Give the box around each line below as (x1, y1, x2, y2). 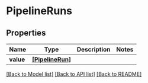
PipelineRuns (6, 4, 73, 18)
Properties (6, 28, 46, 38)
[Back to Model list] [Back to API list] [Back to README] (6, 71, 142, 78)
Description (76, 46, 111, 53)
